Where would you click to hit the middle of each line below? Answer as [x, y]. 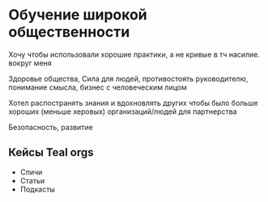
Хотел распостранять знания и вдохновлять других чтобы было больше [133, 103]
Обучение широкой [78, 15]
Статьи [32, 180]
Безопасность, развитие [51, 127]
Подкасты [37, 189]
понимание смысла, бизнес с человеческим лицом [98, 87]
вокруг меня [30, 63]
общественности [69, 32]
